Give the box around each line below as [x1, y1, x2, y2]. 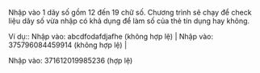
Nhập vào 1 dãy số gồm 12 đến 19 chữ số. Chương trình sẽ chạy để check [8, 8, 252, 17]
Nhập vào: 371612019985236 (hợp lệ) [8, 56, 133, 65]
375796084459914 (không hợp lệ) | [8, 40, 128, 50]
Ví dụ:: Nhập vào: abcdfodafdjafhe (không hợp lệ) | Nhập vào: [8, 32, 214, 41]
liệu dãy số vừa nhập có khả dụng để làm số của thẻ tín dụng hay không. [8, 16, 250, 26]
